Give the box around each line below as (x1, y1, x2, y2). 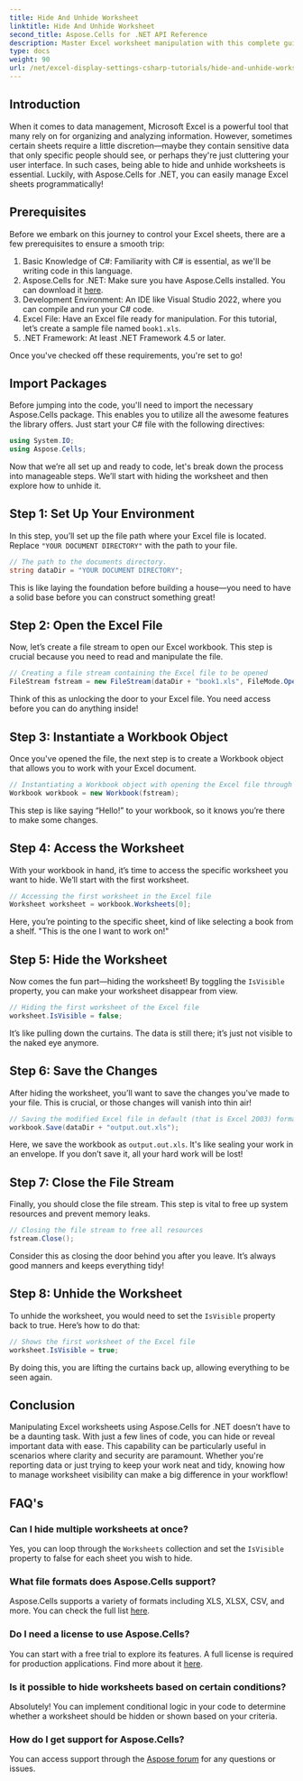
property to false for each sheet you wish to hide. (9, 1553, 193, 1564)
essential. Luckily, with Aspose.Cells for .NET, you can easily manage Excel (9, 169, 289, 180)
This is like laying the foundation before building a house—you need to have (9, 582, 291, 593)
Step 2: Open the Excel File (9, 618, 163, 633)
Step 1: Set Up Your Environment (9, 506, 196, 521)
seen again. (9, 1371, 52, 1382)
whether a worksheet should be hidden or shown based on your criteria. (9, 1711, 278, 1721)
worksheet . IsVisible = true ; (9, 1345, 119, 1354)
